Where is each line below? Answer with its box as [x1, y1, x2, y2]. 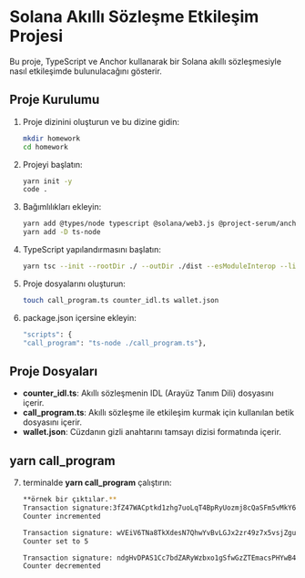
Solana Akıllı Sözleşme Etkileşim [9, 6, 259, 27]
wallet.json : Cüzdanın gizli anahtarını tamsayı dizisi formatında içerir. [22, 427, 282, 438]
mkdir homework [22, 134, 81, 143]
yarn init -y [22, 176, 73, 186]
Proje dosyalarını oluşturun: [22, 278, 126, 289]
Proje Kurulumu [9, 92, 100, 108]
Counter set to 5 [22, 536, 89, 546]
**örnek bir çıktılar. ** [22, 495, 117, 504]
